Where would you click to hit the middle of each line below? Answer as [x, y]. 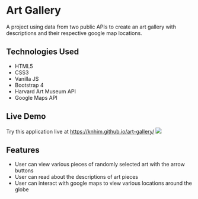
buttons [24, 170]
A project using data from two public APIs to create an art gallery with [91, 27]
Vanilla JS [27, 78]
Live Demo [26, 116]
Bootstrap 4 [29, 85]
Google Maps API [36, 97]
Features [23, 150]
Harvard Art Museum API [45, 91]
